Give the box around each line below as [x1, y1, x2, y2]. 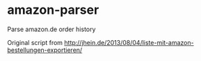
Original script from [7, 38, 63, 46]
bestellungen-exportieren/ [7, 46, 83, 54]
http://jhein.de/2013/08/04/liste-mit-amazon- [64, 38, 194, 46]
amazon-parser [7, 2, 99, 18]
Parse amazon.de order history [7, 25, 96, 33]
